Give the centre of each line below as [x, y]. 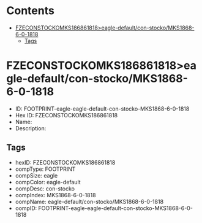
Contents [31, 11]
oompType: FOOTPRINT [45, 169]
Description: [31, 128]
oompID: [26, 208]
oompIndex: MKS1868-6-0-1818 [55, 195]
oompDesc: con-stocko [45, 189]
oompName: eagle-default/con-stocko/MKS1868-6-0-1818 [89, 201]
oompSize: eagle [36, 175]
